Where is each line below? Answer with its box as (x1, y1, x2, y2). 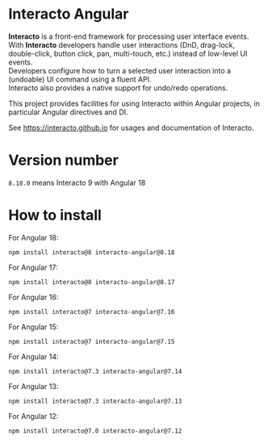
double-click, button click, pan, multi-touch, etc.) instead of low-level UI (8, 48, 248, 58)
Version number (8, 151, 119, 169)
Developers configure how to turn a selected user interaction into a (8, 65, 232, 75)
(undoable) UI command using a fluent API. (8, 74, 152, 84)
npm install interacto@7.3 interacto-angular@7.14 (8, 367, 182, 375)
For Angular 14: (8, 352, 59, 362)
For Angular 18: (8, 232, 59, 242)
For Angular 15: (8, 322, 59, 332)
